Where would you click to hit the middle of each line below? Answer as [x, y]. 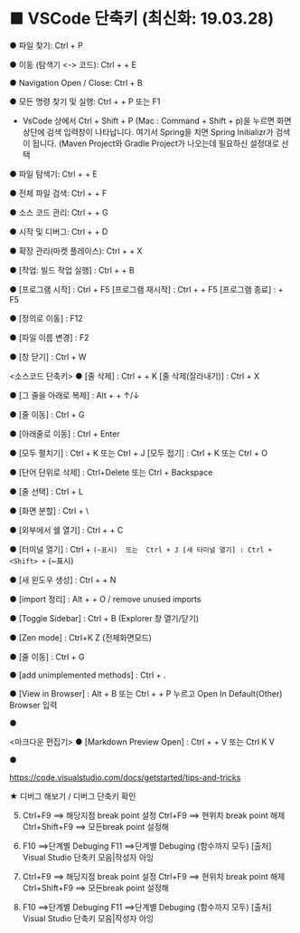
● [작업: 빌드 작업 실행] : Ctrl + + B [72, 270]
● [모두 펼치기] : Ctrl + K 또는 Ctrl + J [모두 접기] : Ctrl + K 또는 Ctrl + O [139, 453]
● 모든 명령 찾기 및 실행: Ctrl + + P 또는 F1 [85, 101]
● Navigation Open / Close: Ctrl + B [76, 82]
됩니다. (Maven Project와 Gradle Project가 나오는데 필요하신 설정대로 [156, 143]
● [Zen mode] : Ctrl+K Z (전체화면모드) [80, 637]
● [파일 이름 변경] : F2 [49, 337]
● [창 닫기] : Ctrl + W [48, 356]
